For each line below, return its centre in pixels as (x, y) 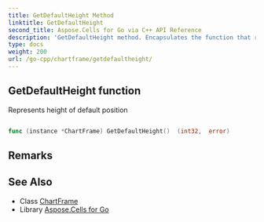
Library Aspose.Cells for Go (64, 209)
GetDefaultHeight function (75, 91)
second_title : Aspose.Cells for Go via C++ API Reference (105, 30)
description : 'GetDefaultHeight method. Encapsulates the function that (130, 37)
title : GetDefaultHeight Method (61, 15)
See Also (30, 182)
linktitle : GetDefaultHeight (56, 23)
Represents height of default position (68, 110)
